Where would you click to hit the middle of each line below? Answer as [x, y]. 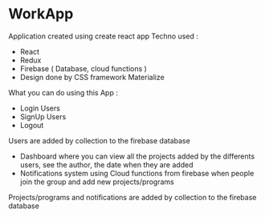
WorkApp [41, 14]
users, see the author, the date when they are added [106, 164]
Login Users [40, 108]
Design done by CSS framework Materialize [92, 77]
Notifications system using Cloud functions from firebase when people [137, 173]
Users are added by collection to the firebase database [99, 140]
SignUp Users [43, 116]
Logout [32, 125]
